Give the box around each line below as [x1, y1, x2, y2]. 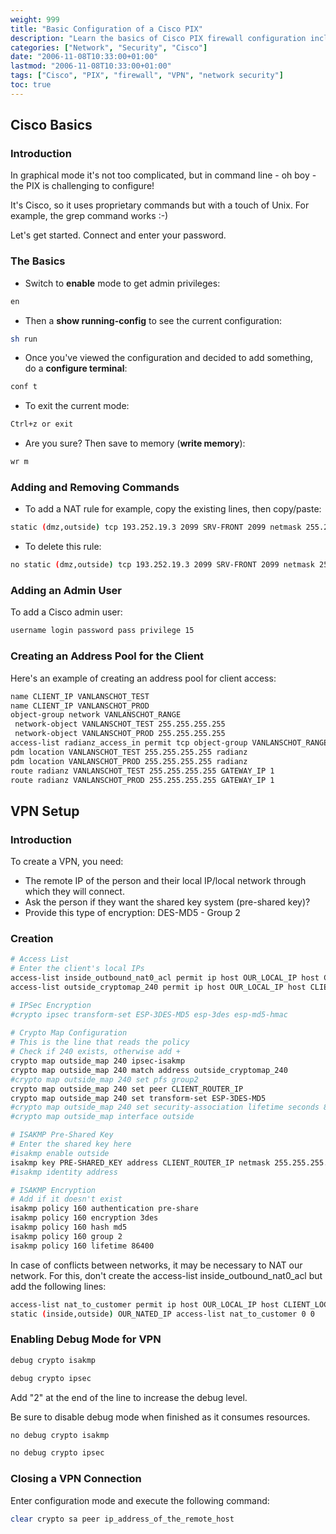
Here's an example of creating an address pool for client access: [10, 672, 277, 684]
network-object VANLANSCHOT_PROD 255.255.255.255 [14, 729, 226, 739]
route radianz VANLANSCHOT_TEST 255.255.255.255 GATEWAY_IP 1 [10, 766, 275, 776]
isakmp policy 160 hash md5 [10, 1222, 128, 1233]
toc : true [10, 80, 52, 90]
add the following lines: [10, 1280, 107, 1292]
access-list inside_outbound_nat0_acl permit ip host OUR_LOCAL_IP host [10, 973, 320, 983]
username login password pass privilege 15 [10, 626, 195, 636]
